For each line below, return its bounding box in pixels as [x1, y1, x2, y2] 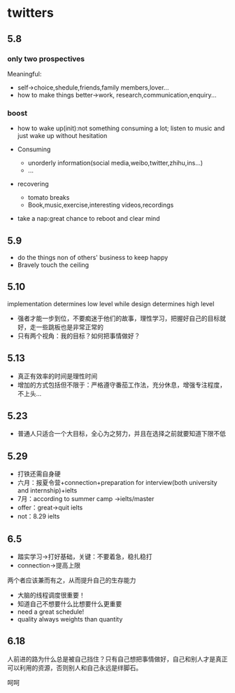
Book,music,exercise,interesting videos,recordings [27, 201, 174, 210]
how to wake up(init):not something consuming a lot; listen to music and [17, 124, 225, 132]
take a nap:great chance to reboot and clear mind [17, 214, 160, 223]
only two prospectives [7, 54, 85, 64]
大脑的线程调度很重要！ [17, 591, 85, 600]
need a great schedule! [17, 608, 85, 616]
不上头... [17, 389, 42, 397]
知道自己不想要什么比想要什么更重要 [17, 600, 122, 608]
